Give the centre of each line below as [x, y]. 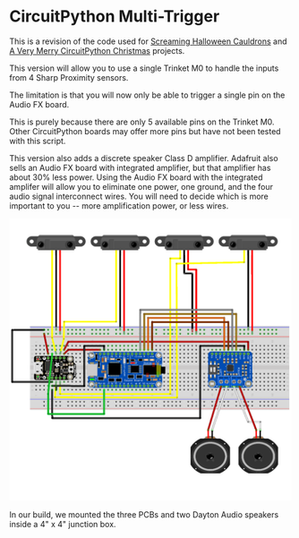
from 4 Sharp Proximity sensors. [69, 77]
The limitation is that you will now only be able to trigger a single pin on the [147, 95]
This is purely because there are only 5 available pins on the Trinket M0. [142, 122]
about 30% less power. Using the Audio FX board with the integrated [136, 177]
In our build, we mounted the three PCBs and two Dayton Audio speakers [144, 514]
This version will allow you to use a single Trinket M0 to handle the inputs [144, 68]
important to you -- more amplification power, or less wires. [119, 205]
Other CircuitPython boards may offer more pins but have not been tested [145, 131]
